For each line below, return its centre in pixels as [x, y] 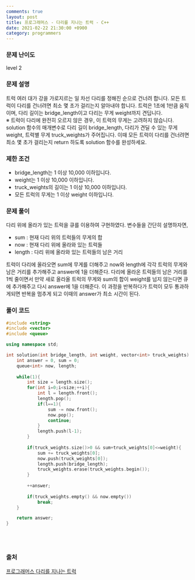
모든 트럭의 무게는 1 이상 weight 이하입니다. [64, 195]
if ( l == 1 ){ [49, 404]
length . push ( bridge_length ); [73, 464]
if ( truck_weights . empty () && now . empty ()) [79, 497]
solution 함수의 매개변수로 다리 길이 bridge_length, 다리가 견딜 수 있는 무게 [92, 127]
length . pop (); [54, 399]
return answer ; [35, 518]
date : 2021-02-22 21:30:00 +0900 [47, 28]
